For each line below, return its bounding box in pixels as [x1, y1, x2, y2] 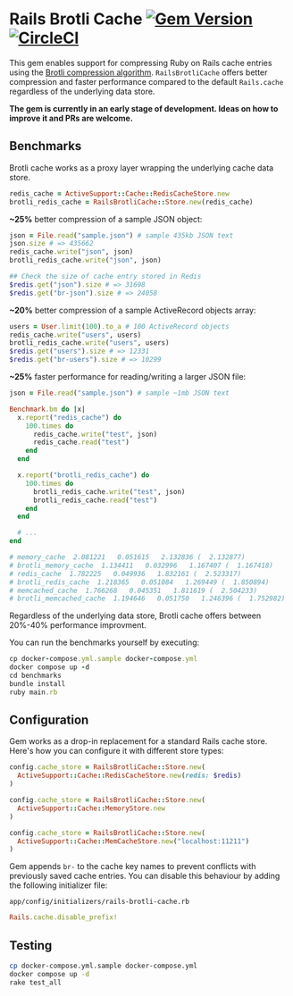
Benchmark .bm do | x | [9, 405, 87, 414]
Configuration [9, 713, 89, 728]
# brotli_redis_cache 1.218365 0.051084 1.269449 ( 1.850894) [9, 577, 270, 587]
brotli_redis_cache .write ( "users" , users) [9, 339, 170, 347]
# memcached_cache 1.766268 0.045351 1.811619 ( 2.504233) [9, 586, 257, 595]
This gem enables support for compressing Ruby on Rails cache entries [9, 57, 272, 68]
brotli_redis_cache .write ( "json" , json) [9, 255, 163, 265]
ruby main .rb [9, 688, 58, 697]
